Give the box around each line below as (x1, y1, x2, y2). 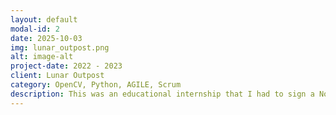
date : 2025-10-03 (10, 33, 83, 43)
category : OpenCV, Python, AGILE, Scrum (10, 80, 182, 90)
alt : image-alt (10, 52, 74, 62)
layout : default (10, 14, 78, 25)
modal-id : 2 (10, 24, 60, 34)
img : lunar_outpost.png (10, 42, 110, 53)
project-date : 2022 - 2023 (10, 61, 123, 71)
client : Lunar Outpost (10, 71, 105, 81)
